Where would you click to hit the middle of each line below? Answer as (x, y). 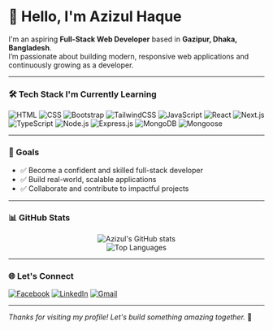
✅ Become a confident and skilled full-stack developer (111, 170)
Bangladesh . (30, 47)
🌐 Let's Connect (41, 276)
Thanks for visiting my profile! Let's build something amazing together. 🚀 (130, 317)
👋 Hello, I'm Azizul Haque (95, 17)
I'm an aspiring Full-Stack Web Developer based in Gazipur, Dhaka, (123, 39)
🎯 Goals (24, 152)
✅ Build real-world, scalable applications (88, 179)
